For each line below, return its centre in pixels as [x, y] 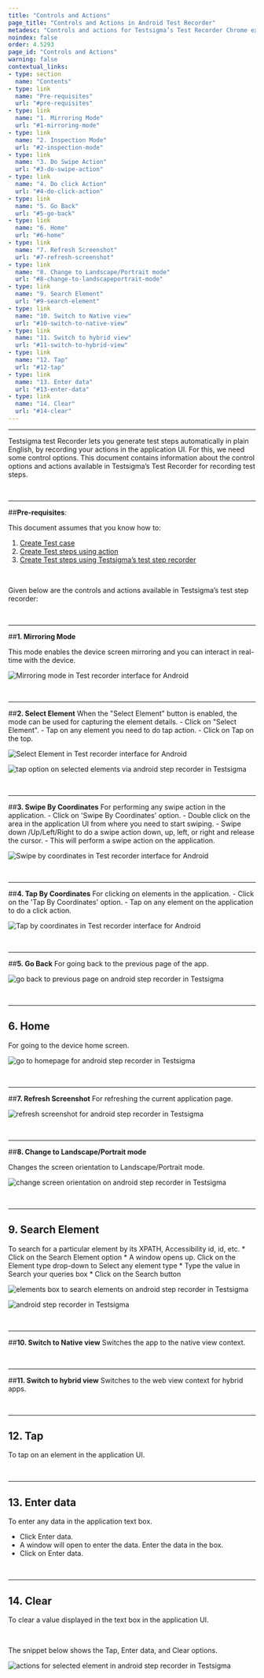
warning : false [33, 60]
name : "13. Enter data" [54, 382]
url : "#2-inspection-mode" [59, 147]
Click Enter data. [46, 1537]
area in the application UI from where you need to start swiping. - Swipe [125, 824]
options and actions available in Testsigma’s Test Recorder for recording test [132, 466]
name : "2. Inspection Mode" [61, 140]
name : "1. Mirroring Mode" [59, 118]
